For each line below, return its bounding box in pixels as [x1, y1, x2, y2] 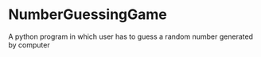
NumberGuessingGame [8, 6, 167, 24]
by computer [8, 40, 50, 49]
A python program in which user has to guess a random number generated [8, 32, 253, 41]
